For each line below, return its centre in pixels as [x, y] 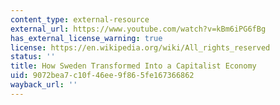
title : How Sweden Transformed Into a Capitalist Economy [133, 66]
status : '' [33, 57]
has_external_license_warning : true [86, 38]
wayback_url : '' [44, 85]
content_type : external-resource [80, 19]
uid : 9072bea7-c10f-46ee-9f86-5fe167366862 [102, 76]
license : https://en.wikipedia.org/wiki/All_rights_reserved [140, 47]
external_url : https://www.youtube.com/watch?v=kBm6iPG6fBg [138, 29]
